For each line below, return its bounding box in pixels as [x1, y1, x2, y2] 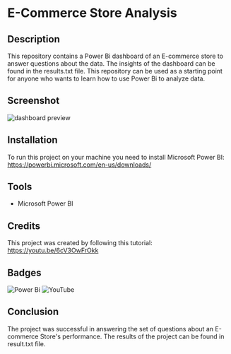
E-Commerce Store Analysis [7, 5, 178, 21]
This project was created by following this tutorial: [7, 239, 153, 247]
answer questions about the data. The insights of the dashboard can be [7, 59, 215, 68]
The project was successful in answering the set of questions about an [7, 324, 214, 333]
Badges [7, 266, 42, 278]
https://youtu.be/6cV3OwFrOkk [7, 246, 99, 255]
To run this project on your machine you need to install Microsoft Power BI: [7, 153, 225, 161]
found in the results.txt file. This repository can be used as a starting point [7, 67, 223, 75]
